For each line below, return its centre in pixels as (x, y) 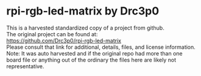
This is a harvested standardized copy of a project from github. (85, 28)
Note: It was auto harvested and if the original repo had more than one (94, 53)
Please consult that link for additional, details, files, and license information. (101, 47)
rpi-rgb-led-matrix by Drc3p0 (83, 11)
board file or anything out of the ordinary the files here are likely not (91, 60)
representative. (25, 66)
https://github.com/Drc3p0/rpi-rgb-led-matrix (64, 40)
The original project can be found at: (52, 34)
